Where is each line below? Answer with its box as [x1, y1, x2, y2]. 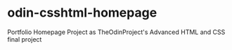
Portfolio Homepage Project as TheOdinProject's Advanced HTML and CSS [7, 28, 226, 36]
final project [7, 35, 42, 43]
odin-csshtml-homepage [7, 5, 157, 21]
